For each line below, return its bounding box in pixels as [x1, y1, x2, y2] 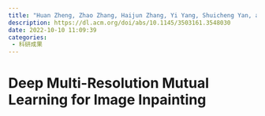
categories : [8, 33, 47, 42]
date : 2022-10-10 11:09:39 [8, 26, 97, 34]
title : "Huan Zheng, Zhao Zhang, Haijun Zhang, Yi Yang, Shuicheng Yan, [8, 11, 252, 20]
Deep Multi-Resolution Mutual [8, 74, 210, 92]
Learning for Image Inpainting [8, 91, 207, 109]
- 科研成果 [11, 41, 43, 49]
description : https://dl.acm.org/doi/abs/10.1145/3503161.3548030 [8, 19, 231, 27]
